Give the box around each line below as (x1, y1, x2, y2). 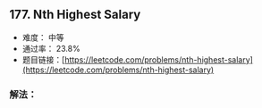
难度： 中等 (21, 31, 64, 43)
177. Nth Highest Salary (9, 7, 141, 22)
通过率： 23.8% (21, 43, 80, 54)
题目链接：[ (21, 54, 65, 65)
